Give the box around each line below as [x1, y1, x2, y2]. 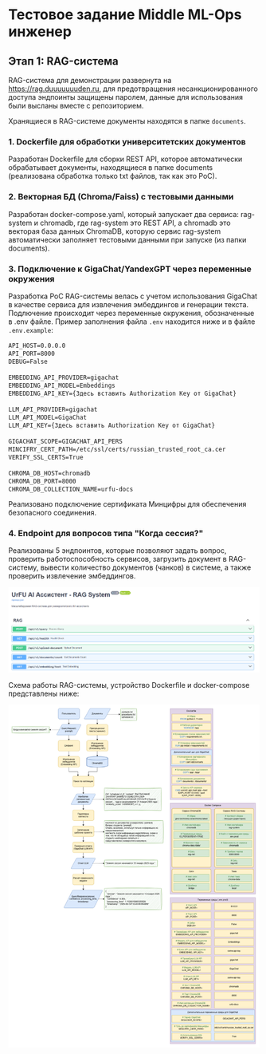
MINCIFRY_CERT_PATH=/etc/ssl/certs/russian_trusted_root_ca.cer [8, 445, 226, 453]
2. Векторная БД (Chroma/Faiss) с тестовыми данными [8, 191, 234, 203]
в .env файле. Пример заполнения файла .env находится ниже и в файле [8, 317, 256, 326]
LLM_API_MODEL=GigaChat [8, 413, 88, 421]
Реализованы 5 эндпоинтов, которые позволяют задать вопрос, [8, 546, 227, 555]
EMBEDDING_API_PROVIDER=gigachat [8, 373, 119, 381]
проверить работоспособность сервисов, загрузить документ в [8, 555, 227, 564]
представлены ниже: [8, 689, 80, 699]
